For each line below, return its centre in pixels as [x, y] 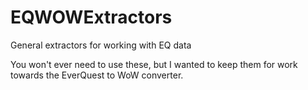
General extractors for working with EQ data [101, 45]
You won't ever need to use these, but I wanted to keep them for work [154, 64]
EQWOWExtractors [91, 17]
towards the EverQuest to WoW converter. [97, 75]
